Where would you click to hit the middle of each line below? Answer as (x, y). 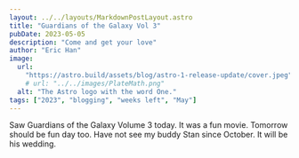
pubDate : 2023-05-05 (48, 34)
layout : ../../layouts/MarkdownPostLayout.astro (101, 17)
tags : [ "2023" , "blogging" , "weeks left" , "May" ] (103, 100)
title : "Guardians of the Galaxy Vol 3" (85, 26)
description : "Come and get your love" (83, 42)
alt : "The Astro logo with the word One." (97, 91)
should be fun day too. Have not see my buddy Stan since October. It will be (149, 135)
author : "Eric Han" (45, 51)
